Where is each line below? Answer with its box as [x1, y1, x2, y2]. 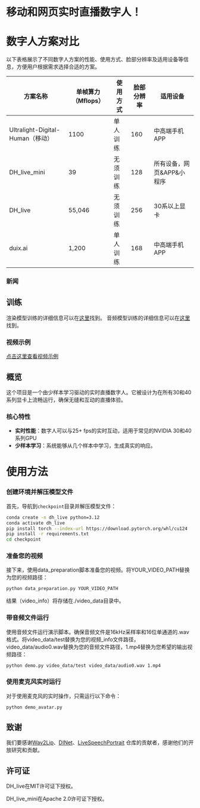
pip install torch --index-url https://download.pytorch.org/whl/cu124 [6, 525, 187, 532]
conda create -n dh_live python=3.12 [6, 514, 100, 520]
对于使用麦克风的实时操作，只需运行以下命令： [6, 692, 121, 700]
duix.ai [9, 244, 28, 252]
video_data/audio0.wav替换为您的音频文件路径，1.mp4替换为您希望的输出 [6, 643, 187, 650]
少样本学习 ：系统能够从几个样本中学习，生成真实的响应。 [14, 442, 156, 450]
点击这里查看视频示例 [6, 352, 58, 360]
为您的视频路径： [6, 574, 48, 581]
